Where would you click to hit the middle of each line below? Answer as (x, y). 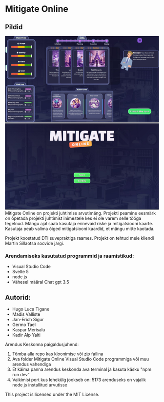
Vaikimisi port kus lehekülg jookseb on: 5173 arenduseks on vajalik (79, 380)
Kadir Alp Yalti (26, 335)
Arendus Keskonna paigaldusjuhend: (42, 345)
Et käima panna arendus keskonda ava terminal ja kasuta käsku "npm (82, 369)
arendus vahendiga (31, 364)
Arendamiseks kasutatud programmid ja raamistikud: (70, 256)
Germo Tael (24, 325)
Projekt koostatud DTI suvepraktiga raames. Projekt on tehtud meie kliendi (80, 238)
